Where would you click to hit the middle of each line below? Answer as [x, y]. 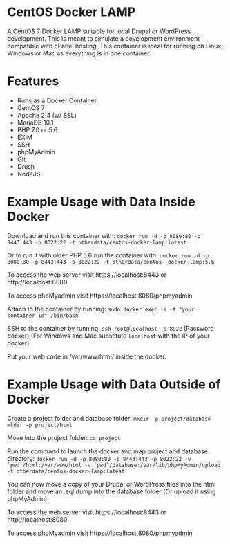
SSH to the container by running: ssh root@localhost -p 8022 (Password [111, 328]
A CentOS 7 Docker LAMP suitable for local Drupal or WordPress [99, 31]
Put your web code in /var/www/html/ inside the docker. [87, 356]
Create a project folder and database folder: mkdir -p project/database [109, 418]
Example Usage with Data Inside [101, 202]
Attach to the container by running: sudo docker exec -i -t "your [101, 309]
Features [33, 81]
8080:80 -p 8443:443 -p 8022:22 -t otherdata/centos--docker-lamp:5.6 [111, 262]
